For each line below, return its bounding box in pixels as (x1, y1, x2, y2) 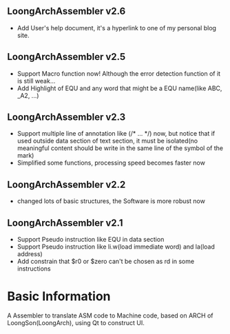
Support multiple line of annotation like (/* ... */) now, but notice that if (17, 129, 216, 138)
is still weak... (17, 76, 56, 85)
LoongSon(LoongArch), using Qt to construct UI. (7, 319, 145, 326)
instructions (17, 264, 52, 273)
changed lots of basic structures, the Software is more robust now (17, 197, 205, 205)
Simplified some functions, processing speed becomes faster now (17, 158, 205, 167)
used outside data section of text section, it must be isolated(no (17, 137, 198, 145)
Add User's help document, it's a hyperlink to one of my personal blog (17, 23, 217, 32)
